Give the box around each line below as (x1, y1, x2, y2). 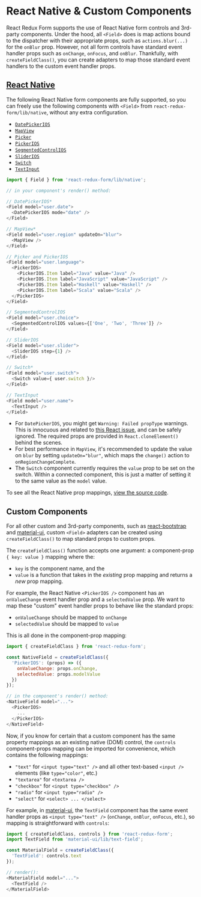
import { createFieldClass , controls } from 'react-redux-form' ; (6, 831, 173, 837)
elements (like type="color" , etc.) (14, 769, 98, 777)
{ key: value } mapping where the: (6, 553, 95, 561)
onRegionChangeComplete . (14, 458, 76, 466)
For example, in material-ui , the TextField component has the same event (6, 806, 188, 813)
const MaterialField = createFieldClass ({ (6, 847, 114, 854)
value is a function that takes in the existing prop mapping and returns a (14, 572, 193, 579)
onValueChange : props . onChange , (17, 665, 98, 671)
